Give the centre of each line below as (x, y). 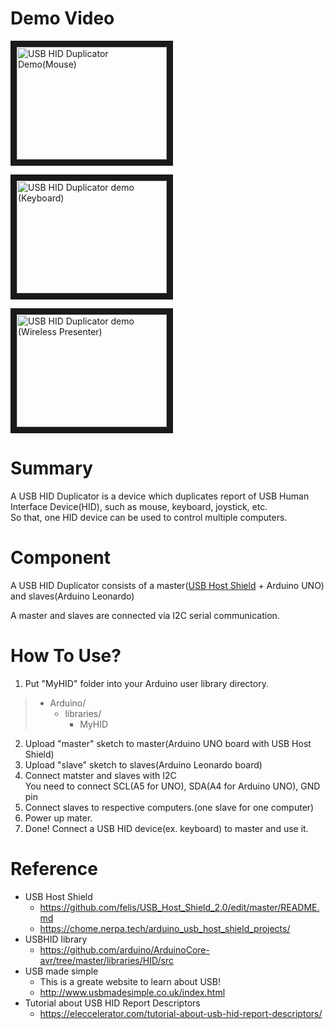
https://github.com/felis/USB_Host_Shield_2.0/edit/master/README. (179, 907)
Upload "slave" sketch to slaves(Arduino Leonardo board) (143, 764)
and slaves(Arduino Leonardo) (72, 596)
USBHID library (56, 939)
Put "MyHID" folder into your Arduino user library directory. (146, 683)
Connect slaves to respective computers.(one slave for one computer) (169, 807)
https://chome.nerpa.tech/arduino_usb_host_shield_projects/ (165, 928)
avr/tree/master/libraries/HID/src (106, 960)
